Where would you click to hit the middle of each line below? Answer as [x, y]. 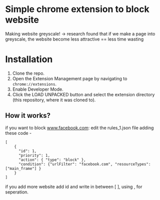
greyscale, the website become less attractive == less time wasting [74, 39]
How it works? [28, 116]
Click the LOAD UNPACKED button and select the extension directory [83, 94]
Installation [29, 59]
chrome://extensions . [34, 84]
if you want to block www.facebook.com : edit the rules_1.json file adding [79, 128]
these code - [18, 133]
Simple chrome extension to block [77, 9]
